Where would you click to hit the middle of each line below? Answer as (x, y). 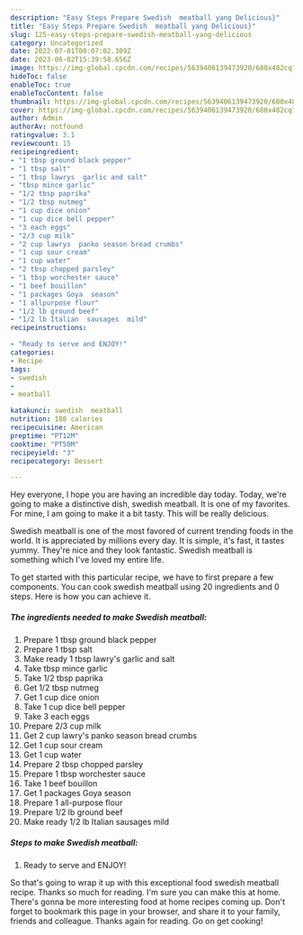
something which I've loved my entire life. (87, 560)
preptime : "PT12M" (45, 435)
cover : (22, 110)
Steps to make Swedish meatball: (74, 842)
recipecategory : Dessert (57, 461)
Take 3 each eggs (56, 717)
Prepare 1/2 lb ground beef (73, 812)
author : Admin (37, 118)
